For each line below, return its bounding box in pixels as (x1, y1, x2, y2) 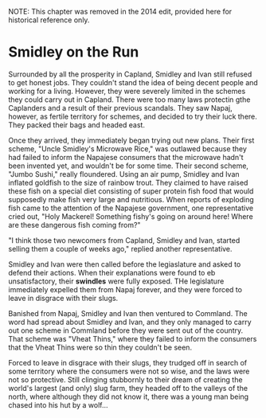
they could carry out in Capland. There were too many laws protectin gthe (8, 95, 251, 104)
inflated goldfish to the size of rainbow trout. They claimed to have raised (8, 178, 248, 187)
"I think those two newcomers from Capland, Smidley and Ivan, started (8, 235, 241, 245)
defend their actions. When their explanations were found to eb (8, 268, 216, 277)
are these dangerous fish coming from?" (8, 220, 141, 229)
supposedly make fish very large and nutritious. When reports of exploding (8, 194, 255, 204)
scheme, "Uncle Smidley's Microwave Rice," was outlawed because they (8, 143, 247, 154)
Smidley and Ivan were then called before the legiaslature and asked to (8, 259, 241, 269)
